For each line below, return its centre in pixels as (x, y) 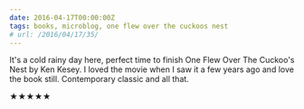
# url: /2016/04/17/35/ (54, 34)
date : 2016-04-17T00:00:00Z (62, 18)
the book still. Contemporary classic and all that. (100, 79)
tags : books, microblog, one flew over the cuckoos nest (119, 26)
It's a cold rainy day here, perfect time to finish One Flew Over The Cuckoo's (152, 60)
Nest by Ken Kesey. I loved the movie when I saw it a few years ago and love (152, 69)
